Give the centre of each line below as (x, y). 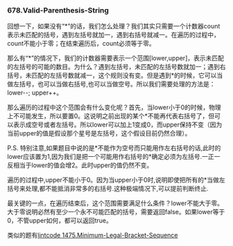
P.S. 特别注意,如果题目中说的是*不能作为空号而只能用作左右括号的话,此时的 (114, 148)
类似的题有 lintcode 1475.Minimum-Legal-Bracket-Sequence (93, 235)
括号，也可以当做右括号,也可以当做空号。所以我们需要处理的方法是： (118, 84)
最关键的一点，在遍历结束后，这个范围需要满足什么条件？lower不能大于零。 (115, 203)
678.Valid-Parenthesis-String (58, 10)
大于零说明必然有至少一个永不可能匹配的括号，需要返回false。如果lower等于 (116, 212)
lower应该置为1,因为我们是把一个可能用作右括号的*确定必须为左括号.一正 (111, 157)
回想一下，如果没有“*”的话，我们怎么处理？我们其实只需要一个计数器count (114, 26)
